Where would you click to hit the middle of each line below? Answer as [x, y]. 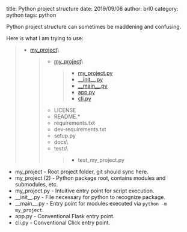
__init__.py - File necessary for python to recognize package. [90, 197]
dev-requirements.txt [80, 129]
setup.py [65, 135]
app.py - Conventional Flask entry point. [65, 216]
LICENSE [65, 110]
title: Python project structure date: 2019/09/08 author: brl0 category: [92, 9]
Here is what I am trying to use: [45, 38]
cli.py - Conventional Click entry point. [62, 222]
